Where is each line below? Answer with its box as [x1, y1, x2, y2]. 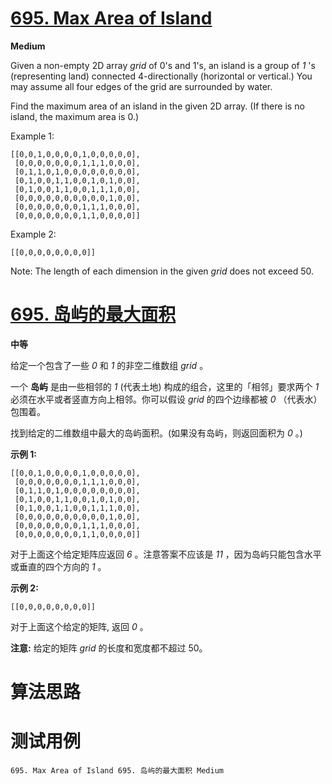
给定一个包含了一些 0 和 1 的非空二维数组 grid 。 [10, 359, 209, 371]
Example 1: [10, 130, 55, 142]
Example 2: [10, 228, 57, 240]
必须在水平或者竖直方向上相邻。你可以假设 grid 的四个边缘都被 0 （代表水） [10, 393, 323, 405]
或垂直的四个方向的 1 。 [10, 560, 107, 572]
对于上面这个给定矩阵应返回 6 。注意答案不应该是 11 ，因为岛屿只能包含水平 [10, 548, 322, 560]
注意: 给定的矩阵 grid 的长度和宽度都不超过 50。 [10, 642, 208, 654]
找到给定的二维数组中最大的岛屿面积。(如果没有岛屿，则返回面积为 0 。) [10, 427, 303, 439]
